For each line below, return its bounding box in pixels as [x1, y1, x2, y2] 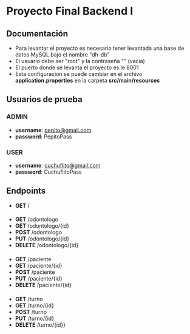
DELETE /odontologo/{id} [15, 242, 79, 249]
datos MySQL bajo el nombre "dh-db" [15, 51, 110, 58]
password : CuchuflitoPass [15, 168, 82, 176]
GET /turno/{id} [15, 302, 55, 309]
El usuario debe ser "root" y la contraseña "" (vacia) [15, 58, 146, 64]
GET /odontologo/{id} [15, 222, 70, 230]
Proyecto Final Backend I [6, 4, 134, 18]
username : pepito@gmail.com [15, 126, 92, 134]
